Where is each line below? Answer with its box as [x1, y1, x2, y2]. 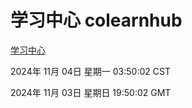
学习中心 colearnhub [10, 9, 183, 32]
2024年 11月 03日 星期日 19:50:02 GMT [10, 86, 172, 98]
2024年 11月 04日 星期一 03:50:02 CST [10, 65, 171, 77]
